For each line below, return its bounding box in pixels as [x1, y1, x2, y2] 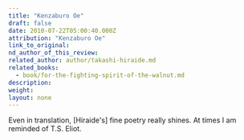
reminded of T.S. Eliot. [8, 124, 82, 134]
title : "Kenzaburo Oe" [8, 11, 84, 20]
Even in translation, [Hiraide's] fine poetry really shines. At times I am [8, 115, 237, 125]
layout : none [8, 94, 52, 102]
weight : [8, 86, 35, 94]
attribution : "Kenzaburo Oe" [8, 34, 106, 42]
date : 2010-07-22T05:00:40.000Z [8, 26, 116, 34]
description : [8, 78, 52, 86]
